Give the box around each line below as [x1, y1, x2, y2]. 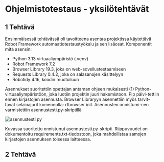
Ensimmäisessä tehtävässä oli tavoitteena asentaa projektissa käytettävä [5, 36, 152, 42]
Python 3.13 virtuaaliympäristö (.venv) [12, 56, 89, 62]
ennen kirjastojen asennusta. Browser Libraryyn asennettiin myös [5, 96, 137, 102]
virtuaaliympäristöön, [5, 92, 48, 97]
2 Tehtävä [5, 150, 36, 159]
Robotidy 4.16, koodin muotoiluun [12, 77, 79, 82]
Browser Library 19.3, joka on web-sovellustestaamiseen [12, 66, 126, 72]
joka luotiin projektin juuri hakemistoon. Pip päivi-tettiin [48, 92, 159, 97]
